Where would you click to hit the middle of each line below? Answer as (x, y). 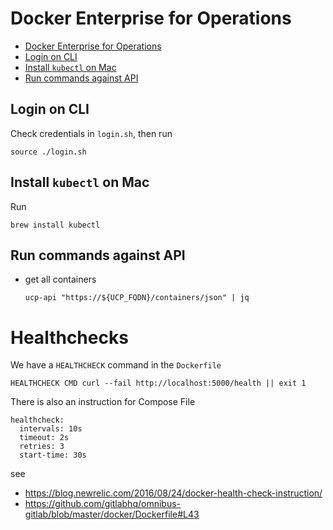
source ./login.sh (48, 152)
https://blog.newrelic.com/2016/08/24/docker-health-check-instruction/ (173, 493)
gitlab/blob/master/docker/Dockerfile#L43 (112, 514)
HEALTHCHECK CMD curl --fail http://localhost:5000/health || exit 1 (158, 383)
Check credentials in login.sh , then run (91, 133)
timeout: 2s (44, 438)
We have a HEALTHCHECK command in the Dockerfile (116, 365)
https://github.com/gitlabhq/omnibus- (103, 504)
